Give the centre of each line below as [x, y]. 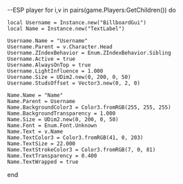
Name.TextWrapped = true [43, 162]
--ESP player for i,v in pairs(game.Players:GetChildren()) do [91, 10]
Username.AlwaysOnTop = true [49, 65]
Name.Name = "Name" [35, 95]
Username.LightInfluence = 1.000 [55, 71]
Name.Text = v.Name [35, 131]
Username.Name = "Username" [48, 41]
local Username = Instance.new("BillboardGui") [77, 23]
